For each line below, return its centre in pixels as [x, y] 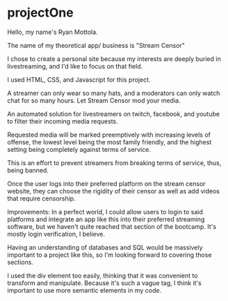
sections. [20, 262]
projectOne [41, 13]
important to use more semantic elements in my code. [84, 290]
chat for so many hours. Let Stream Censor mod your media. [94, 100]
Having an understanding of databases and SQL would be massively [105, 247]
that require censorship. [41, 198]
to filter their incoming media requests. [63, 121]
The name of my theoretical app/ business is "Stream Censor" [96, 45]
